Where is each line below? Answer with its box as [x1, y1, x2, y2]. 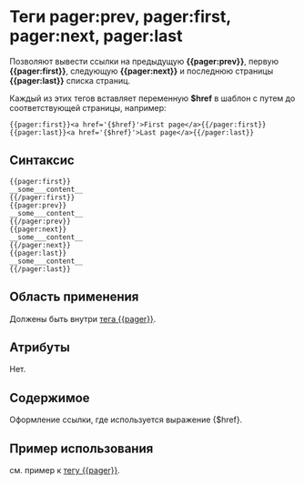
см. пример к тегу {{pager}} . [9, 465, 120, 475]
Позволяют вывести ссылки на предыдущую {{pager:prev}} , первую [9, 56, 279, 66]
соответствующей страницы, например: [9, 102, 167, 113]
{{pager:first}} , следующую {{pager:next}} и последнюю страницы [9, 66, 274, 76]
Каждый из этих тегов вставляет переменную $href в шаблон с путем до [9, 93, 296, 104]
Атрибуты [9, 339, 70, 355]
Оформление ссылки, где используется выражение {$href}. [9, 414, 243, 425]
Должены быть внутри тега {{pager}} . [9, 313, 157, 324]
